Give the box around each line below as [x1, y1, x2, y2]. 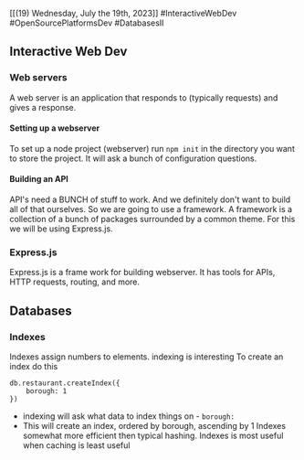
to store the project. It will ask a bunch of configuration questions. [9, 153, 257, 164]
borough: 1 [26, 387, 68, 396]
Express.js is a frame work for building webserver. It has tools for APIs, [9, 267, 276, 278]
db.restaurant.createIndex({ [9, 379, 121, 388]
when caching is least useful [22, 440, 131, 451]
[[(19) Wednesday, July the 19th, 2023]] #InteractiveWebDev [9, 8, 237, 18]
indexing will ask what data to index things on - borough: [22, 411, 236, 422]
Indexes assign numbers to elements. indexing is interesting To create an [9, 351, 284, 362]
